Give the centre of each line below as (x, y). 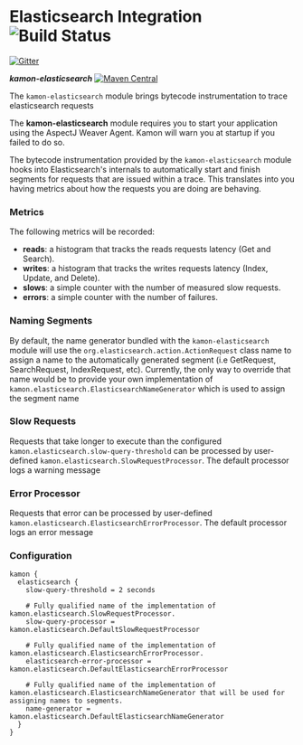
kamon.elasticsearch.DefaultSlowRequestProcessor (105, 630)
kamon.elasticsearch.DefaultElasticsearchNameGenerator (117, 717)
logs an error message (51, 533)
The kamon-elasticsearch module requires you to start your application (144, 123)
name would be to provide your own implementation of (111, 379)
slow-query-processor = (71, 622)
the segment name (44, 398)
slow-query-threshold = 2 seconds (90, 590)
